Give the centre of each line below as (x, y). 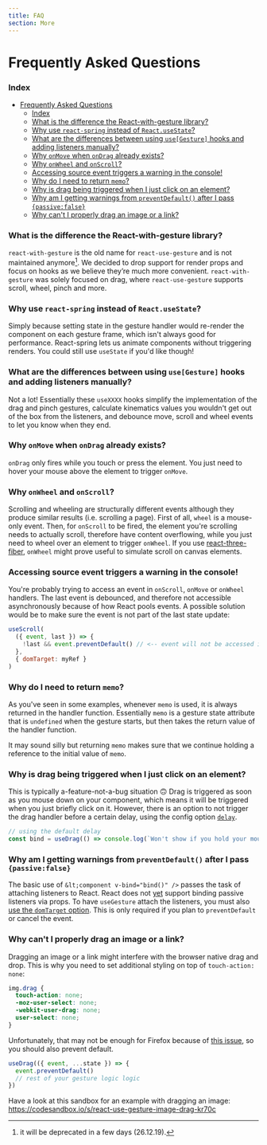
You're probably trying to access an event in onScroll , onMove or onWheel (126, 590)
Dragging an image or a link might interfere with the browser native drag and (133, 956)
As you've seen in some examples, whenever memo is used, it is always (123, 704)
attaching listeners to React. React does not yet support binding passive (126, 893)
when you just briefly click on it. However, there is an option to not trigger (128, 809)
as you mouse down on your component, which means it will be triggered (128, 800)
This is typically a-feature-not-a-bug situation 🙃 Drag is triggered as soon (130, 792)
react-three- (226, 543)
